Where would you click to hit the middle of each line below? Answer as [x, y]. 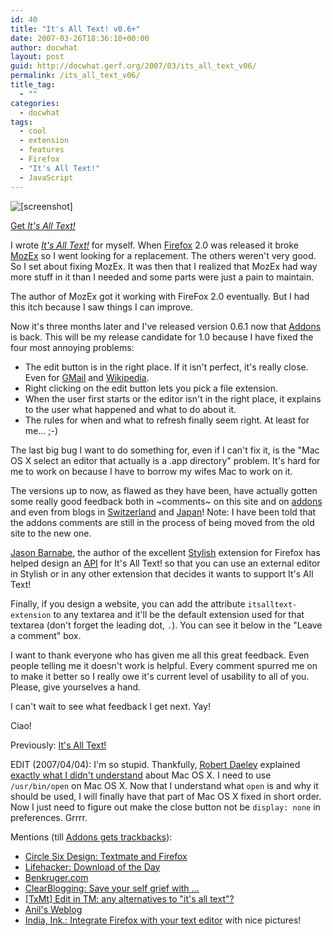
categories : [35, 103]
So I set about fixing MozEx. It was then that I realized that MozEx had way [164, 266]
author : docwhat [44, 47]
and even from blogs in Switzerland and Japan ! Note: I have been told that [163, 512]
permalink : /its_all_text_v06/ [75, 76]
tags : [21, 122]
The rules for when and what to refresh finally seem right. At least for [167, 420]
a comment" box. [46, 635]
